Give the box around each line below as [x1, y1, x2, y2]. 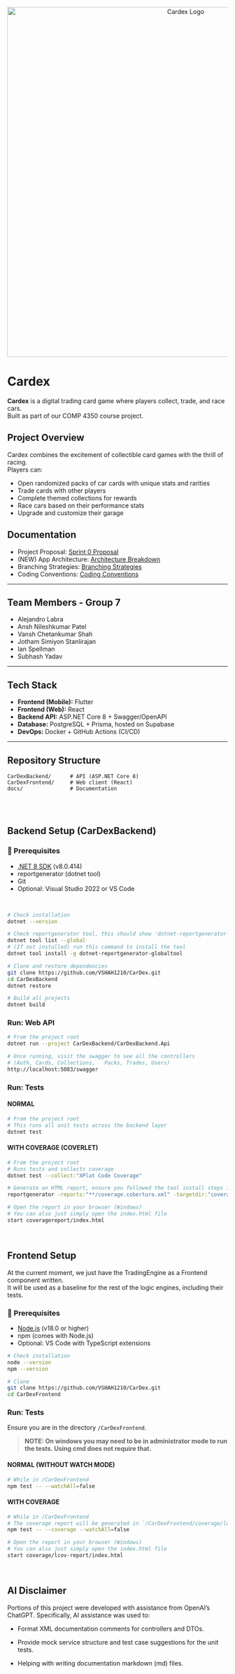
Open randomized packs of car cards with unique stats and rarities [17, 479, 211, 487]
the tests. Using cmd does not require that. [24, 1444, 152, 1453]
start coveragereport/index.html [7, 1216, 105, 1224]
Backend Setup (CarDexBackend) [7, 825, 157, 837]
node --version [7, 1358, 52, 1366]
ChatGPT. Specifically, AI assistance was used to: [7, 1610, 150, 1619]
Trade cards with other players [17, 486, 106, 495]
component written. [7, 1276, 64, 1284]
